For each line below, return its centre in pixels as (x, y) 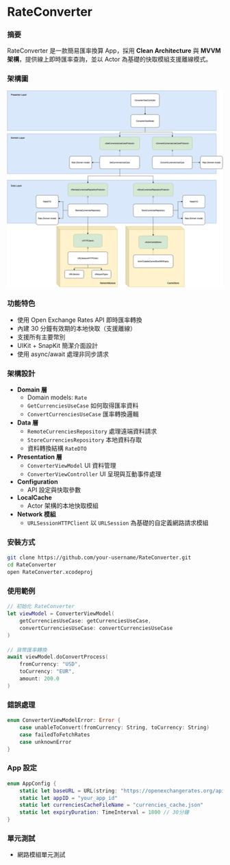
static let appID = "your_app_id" (68, 798)
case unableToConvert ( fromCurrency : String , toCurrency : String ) (115, 727)
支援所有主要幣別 (41, 337)
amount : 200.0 (39, 679)
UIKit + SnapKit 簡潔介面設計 (57, 345)
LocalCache (35, 498)
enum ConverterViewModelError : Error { (64, 720)
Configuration (37, 482)
